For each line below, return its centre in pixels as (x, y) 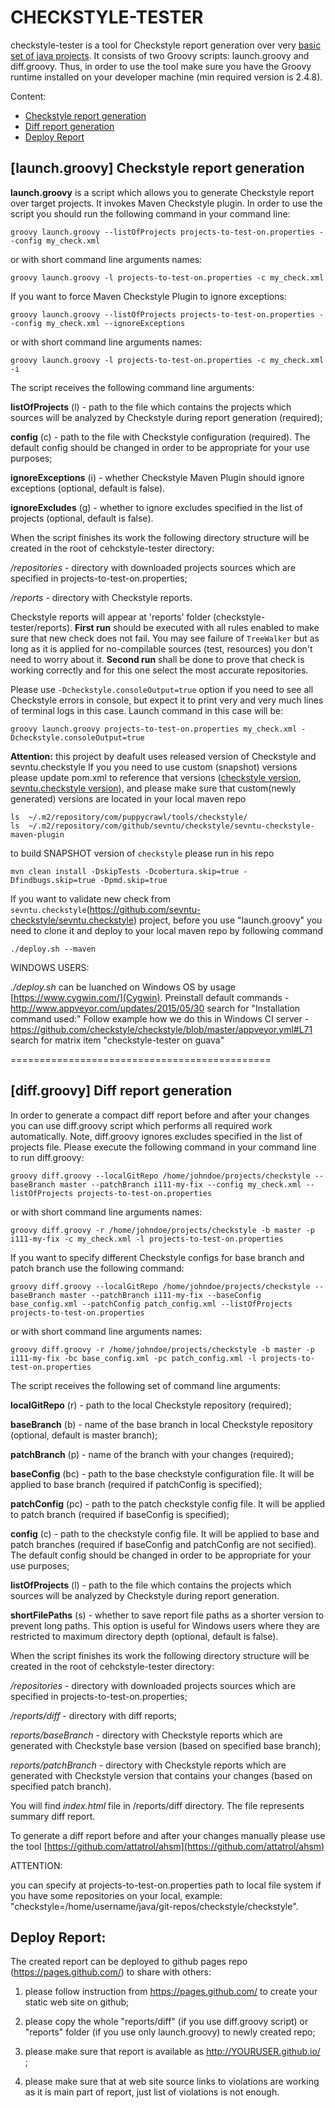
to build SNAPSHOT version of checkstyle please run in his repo (142, 853)
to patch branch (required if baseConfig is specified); (120, 1514)
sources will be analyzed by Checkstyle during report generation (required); (166, 417)
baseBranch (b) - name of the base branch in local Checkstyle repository (161, 1424)
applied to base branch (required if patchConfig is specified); (136, 1484)
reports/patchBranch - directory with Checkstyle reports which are (148, 1765)
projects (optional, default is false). (82, 518)
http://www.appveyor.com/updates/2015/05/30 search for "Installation (155, 1008)
